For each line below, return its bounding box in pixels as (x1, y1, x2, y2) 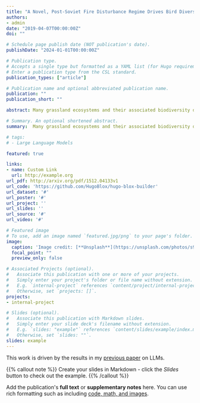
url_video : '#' (6, 217, 44, 223)
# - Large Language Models (6, 139, 73, 146)
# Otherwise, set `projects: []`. (6, 288, 97, 294)
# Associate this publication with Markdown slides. (6, 315, 145, 322)
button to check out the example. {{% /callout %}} (6, 372, 129, 379)
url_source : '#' (6, 211, 46, 218)
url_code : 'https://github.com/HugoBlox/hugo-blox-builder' (6, 183, 159, 190)
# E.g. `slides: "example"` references (6, 327, 111, 333)
